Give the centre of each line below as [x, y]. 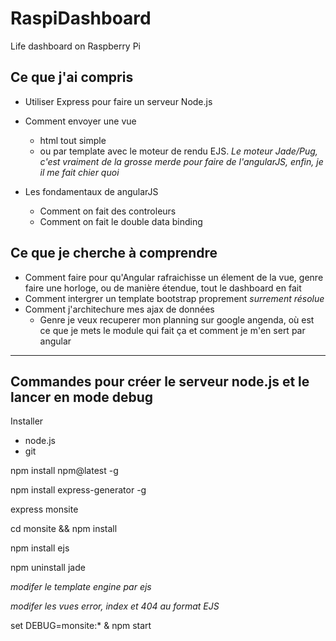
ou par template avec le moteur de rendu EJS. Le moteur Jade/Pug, [178, 151]
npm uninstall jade [48, 568]
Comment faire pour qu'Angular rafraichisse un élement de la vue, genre [174, 277]
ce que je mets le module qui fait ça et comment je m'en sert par [172, 330]
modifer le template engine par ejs [81, 587]
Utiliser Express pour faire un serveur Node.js [118, 101]
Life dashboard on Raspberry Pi [76, 46]
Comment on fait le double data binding [121, 221]
